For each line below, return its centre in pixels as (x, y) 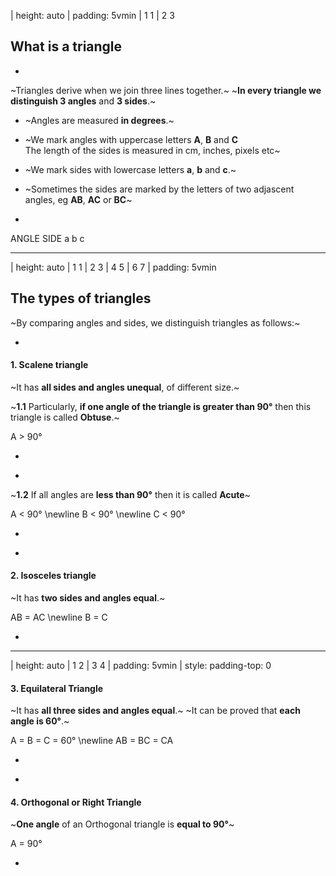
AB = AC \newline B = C (59, 617)
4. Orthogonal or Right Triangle (76, 802)
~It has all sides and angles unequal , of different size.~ (125, 387)
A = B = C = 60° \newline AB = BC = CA (92, 741)
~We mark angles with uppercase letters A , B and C (131, 139)
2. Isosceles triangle (53, 576)
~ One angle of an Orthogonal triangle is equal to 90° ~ (122, 824)
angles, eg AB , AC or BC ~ (78, 199)
